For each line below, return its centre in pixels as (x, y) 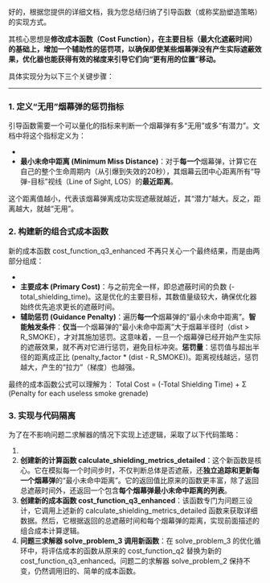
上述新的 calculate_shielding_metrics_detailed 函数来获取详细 (157, 511)
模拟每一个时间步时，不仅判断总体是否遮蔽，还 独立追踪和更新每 (153, 470)
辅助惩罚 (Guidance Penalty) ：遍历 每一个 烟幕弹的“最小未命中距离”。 (134, 316)
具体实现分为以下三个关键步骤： (61, 76)
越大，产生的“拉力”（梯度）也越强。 (80, 367)
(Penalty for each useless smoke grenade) (78, 393)
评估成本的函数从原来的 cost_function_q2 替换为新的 (135, 551)
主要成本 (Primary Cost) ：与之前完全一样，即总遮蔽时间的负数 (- (127, 286)
